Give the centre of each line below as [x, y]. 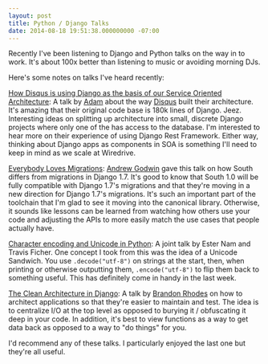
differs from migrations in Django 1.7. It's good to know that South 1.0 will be [134, 177]
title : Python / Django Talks [59, 23]
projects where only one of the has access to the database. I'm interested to [134, 127]
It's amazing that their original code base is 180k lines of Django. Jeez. [125, 110]
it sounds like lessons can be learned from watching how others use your [129, 211]
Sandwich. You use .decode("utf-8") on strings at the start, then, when [126, 261]
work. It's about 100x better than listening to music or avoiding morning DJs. [134, 62]
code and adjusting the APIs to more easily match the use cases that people [134, 220]
